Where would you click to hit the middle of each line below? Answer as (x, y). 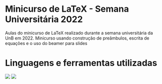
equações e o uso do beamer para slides (46, 43)
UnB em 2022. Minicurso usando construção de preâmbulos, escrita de (77, 38)
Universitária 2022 (44, 19)
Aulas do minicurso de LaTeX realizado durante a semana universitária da (79, 33)
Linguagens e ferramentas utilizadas (81, 63)
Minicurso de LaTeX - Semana (67, 9)
